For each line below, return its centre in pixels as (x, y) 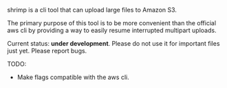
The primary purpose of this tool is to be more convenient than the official (112, 23)
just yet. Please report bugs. (47, 51)
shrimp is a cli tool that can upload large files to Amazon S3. (92, 10)
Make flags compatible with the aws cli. (73, 77)
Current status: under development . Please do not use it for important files (113, 43)
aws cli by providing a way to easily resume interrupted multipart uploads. (112, 30)
